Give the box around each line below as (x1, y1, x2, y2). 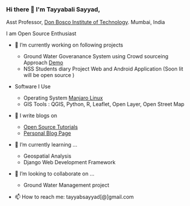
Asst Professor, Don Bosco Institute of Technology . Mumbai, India (6, 19, 165, 26)
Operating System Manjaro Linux (23, 94, 103, 102)
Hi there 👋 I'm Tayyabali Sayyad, (6, 5, 101, 14)
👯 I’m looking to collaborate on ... (14, 170, 95, 177)
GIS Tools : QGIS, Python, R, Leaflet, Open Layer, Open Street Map (23, 101, 185, 108)
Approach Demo (23, 59, 64, 67)
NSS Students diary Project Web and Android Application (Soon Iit (23, 65, 184, 72)
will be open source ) (23, 72, 75, 79)
